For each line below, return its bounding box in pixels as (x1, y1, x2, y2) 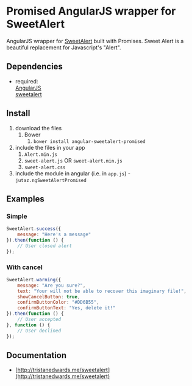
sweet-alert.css (24, 164, 66, 170)
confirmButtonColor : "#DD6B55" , (17, 300, 99, 306)
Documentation (6, 350, 67, 360)
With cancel (6, 263, 43, 272)
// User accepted (17, 317, 62, 323)
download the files (15, 124, 62, 132)
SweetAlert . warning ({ (6, 276, 62, 282)
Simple (6, 212, 27, 220)
